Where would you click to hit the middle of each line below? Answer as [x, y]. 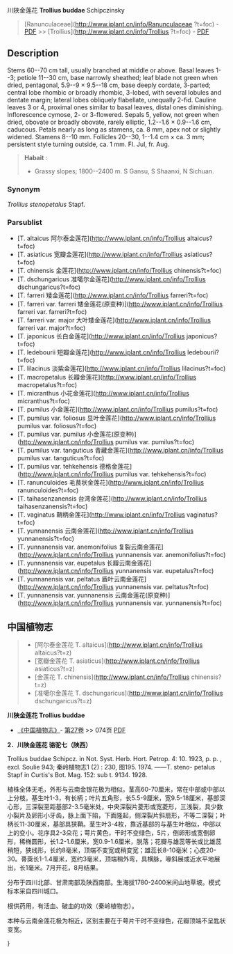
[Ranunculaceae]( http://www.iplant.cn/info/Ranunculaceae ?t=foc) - [122, 24]
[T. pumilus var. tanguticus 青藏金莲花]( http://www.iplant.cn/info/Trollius [120, 451]
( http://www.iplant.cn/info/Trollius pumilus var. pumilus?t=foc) [106, 442]
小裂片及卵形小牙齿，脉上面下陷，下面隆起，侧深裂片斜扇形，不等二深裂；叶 [116, 815]
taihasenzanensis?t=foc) [52, 506]
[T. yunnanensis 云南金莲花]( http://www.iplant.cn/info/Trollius [105, 531]
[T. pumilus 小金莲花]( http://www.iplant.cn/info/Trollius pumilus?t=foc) [118, 409]
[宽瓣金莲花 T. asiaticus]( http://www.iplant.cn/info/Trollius [117, 661]
